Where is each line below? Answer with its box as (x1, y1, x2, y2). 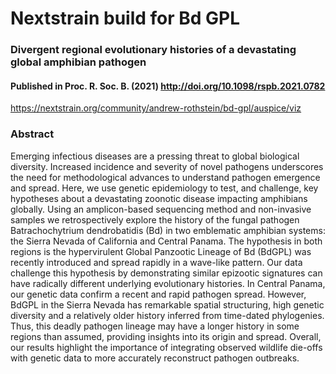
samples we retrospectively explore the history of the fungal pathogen (10, 213, 300, 226)
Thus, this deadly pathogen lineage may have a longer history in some (10, 320, 300, 332)
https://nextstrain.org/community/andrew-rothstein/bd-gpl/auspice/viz (10, 102, 302, 114)
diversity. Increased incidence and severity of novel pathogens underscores (10, 160, 324, 172)
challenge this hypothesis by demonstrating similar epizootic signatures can (10, 267, 323, 279)
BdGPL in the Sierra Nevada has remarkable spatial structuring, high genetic (10, 298, 325, 311)
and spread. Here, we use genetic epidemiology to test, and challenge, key (10, 182, 319, 194)
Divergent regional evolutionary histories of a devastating (10, 43, 297, 57)
